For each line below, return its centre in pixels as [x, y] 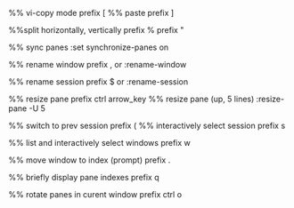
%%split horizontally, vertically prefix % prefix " [96, 30]
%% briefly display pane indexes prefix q [84, 177]
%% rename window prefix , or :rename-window [98, 64]
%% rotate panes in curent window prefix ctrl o [95, 194]
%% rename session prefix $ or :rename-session [98, 82]
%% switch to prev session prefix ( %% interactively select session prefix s [147, 125]
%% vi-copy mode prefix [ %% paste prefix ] [91, 13]
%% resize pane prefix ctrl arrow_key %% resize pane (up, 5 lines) [131, 99]
